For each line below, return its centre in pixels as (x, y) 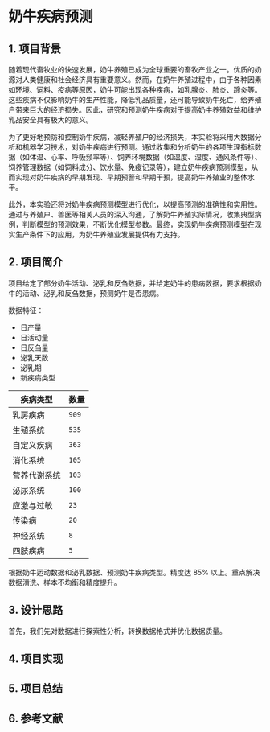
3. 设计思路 (36, 610)
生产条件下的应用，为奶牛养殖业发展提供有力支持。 (100, 234)
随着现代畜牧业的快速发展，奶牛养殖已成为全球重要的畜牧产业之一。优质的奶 (135, 70)
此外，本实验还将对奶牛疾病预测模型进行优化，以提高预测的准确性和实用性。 (135, 204)
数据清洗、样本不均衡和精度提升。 (65, 582)
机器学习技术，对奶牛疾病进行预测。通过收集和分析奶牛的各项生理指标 (138, 147)
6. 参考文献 (36, 718)
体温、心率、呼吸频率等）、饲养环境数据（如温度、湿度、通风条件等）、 (145, 157)
